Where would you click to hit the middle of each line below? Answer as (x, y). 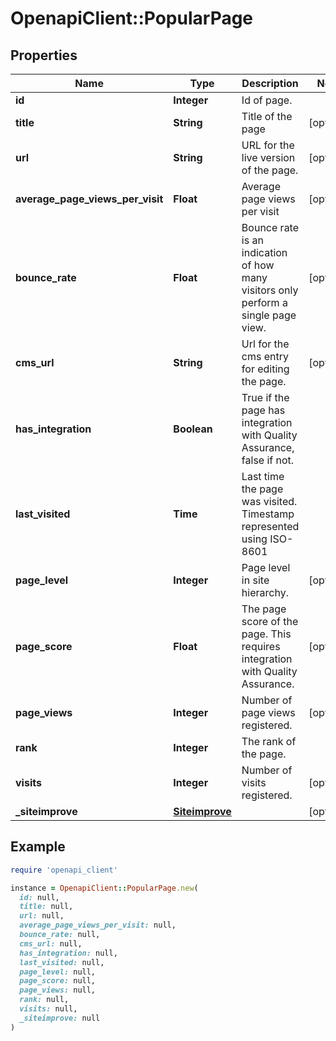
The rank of (269, 741)
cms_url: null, (51, 943)
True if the (265, 397)
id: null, (39, 897)
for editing (265, 369)
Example (38, 847)
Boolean (193, 429)
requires (261, 646)
